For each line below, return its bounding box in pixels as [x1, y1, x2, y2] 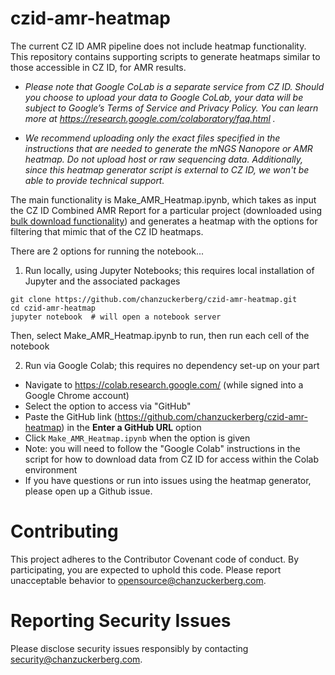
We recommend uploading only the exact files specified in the [24, 132, 281, 144]
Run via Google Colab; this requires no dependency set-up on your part [24, 359, 320, 371]
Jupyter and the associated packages [24, 275, 181, 287]
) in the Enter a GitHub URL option [61, 421, 202, 433]
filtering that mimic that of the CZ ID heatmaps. [10, 225, 204, 237]
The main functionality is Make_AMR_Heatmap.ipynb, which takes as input [10, 193, 317, 206]
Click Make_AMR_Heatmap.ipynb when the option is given [24, 432, 251, 444]
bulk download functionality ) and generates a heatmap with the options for [10, 215, 318, 227]
